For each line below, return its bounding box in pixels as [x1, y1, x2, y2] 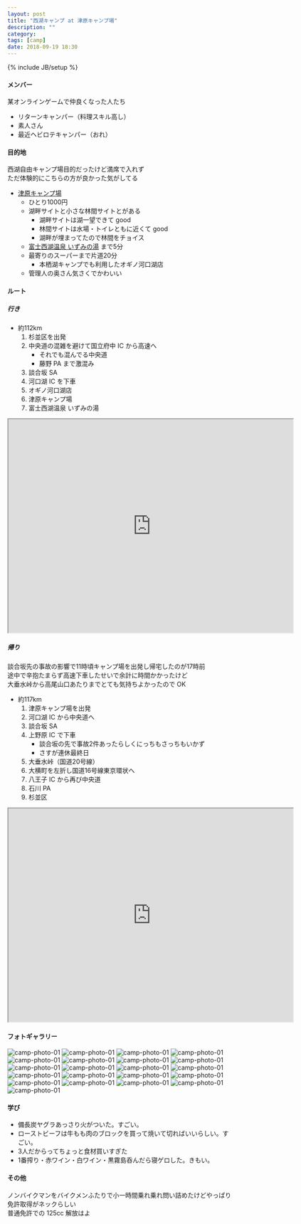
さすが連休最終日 [38, 748, 90, 756]
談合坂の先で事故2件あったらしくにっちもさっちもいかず [38, 739, 205, 748]
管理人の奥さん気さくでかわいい [28, 269, 122, 278]
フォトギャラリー [7, 1032, 58, 1040]
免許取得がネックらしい [7, 1200, 76, 1208]
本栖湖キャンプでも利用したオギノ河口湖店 [38, 260, 164, 269]
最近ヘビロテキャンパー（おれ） [17, 130, 112, 139]
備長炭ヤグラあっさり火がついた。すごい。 [17, 1120, 143, 1129]
